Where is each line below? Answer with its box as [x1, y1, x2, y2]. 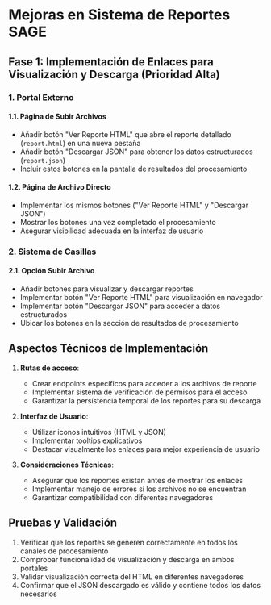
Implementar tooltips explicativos [31, 436, 143, 445]
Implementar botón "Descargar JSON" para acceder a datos [19, 301, 220, 311]
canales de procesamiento [19, 546, 109, 556]
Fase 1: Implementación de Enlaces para [8, 55, 214, 69]
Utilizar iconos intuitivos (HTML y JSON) [31, 427, 167, 436]
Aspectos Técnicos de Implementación [8, 341, 209, 356]
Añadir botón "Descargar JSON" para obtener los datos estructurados [19, 147, 253, 156]
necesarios [19, 589, 58, 599]
